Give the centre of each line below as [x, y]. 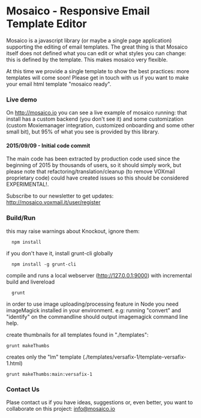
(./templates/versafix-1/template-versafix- [134, 357]
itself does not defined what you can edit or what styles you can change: [96, 53]
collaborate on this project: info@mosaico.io [61, 409]
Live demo [22, 99]
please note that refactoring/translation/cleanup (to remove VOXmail [91, 172]
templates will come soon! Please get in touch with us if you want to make [97, 77]
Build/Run [21, 218]
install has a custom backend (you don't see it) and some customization [95, 119]
